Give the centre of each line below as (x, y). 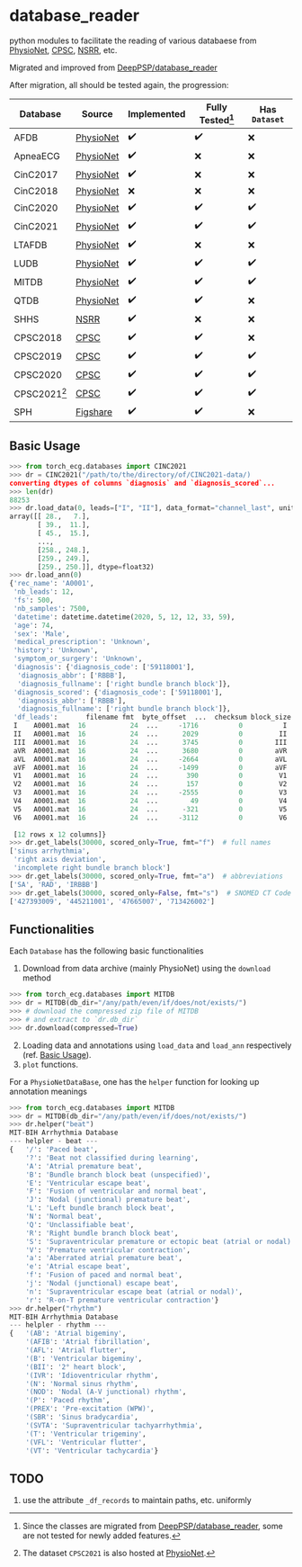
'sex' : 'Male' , (41, 634)
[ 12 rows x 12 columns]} (59, 834)
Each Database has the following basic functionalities (107, 951)
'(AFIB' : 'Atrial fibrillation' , (88, 1342)
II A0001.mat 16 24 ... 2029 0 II (150, 734)
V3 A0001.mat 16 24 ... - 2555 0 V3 (150, 792)
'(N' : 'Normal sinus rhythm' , (82, 1383)
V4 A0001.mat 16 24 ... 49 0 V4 (150, 801)
